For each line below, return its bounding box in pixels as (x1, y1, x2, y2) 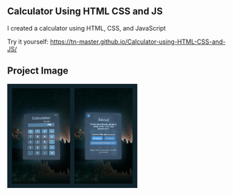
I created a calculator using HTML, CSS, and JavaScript (7, 24, 166, 32)
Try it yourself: (7, 37, 49, 46)
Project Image (7, 65, 69, 77)
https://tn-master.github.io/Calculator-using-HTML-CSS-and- (50, 37, 226, 46)
